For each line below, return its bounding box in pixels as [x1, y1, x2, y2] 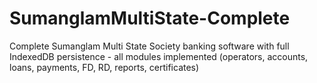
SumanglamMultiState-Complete [9, 7, 291, 30]
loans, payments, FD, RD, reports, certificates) [9, 61, 200, 73]
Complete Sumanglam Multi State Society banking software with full [9, 40, 290, 52]
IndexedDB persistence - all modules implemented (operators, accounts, [9, 50, 309, 62]
